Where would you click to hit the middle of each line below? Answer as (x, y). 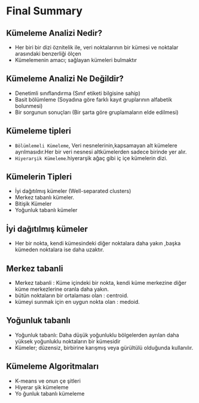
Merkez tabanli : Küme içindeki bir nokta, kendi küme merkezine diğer (101, 283)
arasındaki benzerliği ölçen (48, 54)
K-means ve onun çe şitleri (48, 381)
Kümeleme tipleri (39, 131)
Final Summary (44, 11)
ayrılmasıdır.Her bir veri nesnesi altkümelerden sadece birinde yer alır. (101, 152)
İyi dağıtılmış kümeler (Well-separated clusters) (73, 191)
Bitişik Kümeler (33, 204)
